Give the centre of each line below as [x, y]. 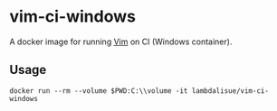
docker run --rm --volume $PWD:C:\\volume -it [99, 91]
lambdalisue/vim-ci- [230, 91]
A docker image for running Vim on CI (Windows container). [121, 42]
